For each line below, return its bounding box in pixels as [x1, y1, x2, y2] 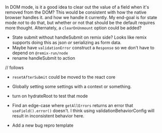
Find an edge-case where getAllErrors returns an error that [12, 103, 133, 108]
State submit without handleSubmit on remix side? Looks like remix [12, 34, 147, 40]
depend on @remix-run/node [12, 50, 68, 56]
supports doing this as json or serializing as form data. [12, 40, 122, 45]
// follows [5, 65, 24, 70]
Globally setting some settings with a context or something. [12, 84, 132, 89]
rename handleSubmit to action [12, 55, 76, 61]
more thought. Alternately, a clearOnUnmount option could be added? [5, 25, 142, 31]
